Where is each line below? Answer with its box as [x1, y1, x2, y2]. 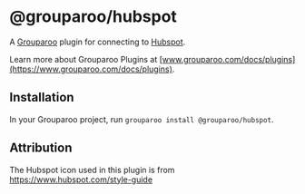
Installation [9, 90, 74, 105]
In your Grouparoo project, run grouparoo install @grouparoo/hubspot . [9, 113, 274, 124]
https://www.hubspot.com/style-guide [9, 174, 152, 185]
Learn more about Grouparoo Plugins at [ [9, 53, 163, 64]
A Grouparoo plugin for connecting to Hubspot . [9, 36, 186, 47]
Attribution [9, 141, 73, 156]
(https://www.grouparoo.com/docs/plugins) [9, 63, 172, 74]
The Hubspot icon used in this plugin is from [9, 164, 175, 175]
